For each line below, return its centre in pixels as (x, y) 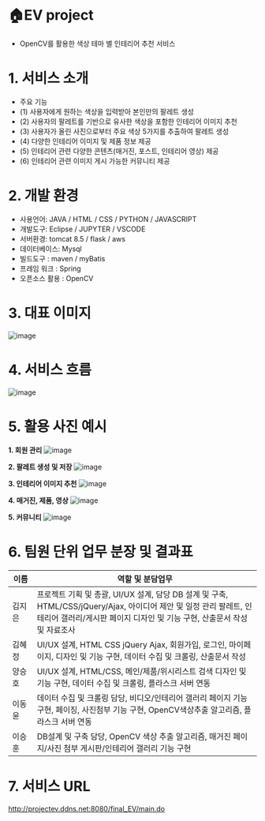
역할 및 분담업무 (145, 579)
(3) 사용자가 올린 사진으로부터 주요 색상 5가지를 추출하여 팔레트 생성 (124, 131)
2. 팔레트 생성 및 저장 (40, 467)
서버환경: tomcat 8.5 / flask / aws (73, 238)
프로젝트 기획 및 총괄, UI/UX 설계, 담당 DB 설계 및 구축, (132, 594)
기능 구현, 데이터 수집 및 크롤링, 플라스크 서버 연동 (124, 683)
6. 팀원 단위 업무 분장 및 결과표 (101, 551)
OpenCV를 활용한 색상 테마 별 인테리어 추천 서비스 (97, 43)
